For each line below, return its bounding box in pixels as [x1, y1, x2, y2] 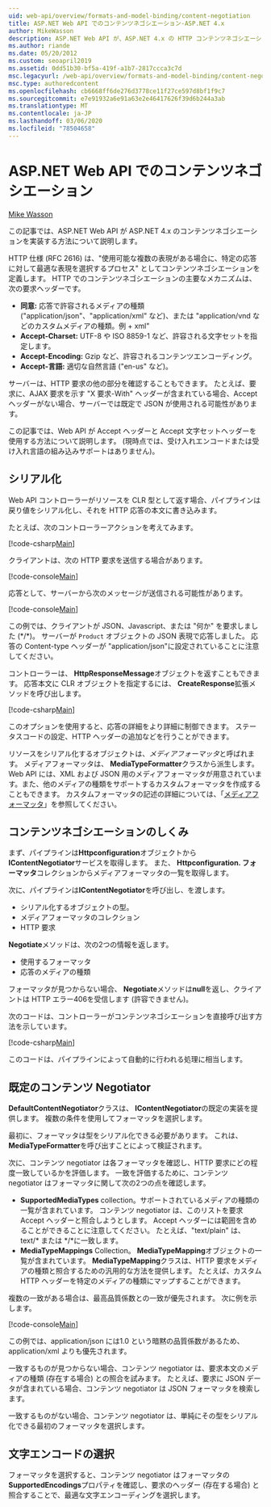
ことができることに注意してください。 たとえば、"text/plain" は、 [27, 1226, 245, 1235]
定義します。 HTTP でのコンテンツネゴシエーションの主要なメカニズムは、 [8, 273, 256, 283]
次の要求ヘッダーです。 [8, 284, 85, 293]
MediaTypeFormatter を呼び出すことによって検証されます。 [8, 1141, 206, 1151]
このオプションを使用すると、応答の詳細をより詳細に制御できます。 [8, 721, 234, 731]
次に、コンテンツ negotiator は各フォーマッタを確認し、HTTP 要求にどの [8, 1158, 252, 1168]
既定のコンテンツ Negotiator [8, 1080, 152, 1094]
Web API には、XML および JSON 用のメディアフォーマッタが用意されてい [8, 768, 256, 778]
